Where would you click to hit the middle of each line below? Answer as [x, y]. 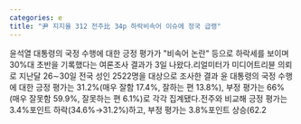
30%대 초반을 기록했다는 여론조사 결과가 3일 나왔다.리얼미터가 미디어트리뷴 [142, 64]
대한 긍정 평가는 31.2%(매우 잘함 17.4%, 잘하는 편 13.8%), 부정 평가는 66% [151, 87]
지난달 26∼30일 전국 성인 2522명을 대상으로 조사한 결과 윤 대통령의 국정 [147, 76]
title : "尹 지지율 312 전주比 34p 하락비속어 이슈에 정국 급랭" [115, 26]
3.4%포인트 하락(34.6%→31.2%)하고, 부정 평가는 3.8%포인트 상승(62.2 [138, 110]
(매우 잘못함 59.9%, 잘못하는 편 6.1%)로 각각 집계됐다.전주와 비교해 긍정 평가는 [148, 98]
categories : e [36, 18]
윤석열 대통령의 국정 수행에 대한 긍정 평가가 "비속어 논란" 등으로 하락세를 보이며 [149, 53]
